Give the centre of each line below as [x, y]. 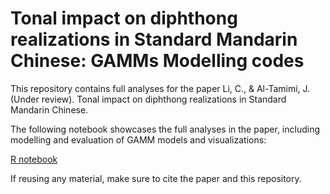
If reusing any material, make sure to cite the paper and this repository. [156, 178]
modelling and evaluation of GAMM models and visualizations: [138, 139]
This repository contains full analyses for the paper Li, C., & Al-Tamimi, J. [160, 88]
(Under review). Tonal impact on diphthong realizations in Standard [148, 99]
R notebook [34, 159]
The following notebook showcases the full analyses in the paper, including [165, 129]
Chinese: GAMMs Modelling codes [157, 61]
